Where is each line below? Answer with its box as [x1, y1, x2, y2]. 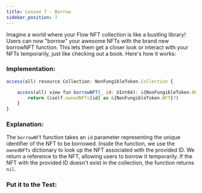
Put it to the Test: [6, 180, 57, 189]
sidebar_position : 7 [6, 14, 58, 20]
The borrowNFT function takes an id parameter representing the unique [6, 134, 181, 141]
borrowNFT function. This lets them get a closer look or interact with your [6, 43, 188, 51]
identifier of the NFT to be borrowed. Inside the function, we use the [6, 140, 176, 147]
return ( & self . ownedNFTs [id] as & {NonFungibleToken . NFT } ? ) [28, 95, 179, 101]
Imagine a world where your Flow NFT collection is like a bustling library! [6, 31, 186, 38]
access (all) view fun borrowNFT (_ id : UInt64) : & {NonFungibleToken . [17, 89, 192, 95]
